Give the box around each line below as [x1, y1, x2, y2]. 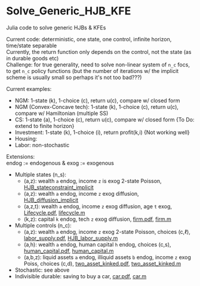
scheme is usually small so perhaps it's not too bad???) [6, 74, 142, 81]
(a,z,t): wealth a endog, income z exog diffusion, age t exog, [23, 202, 172, 210]
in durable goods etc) [6, 54, 59, 62]
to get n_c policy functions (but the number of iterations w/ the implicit [6, 67, 179, 74]
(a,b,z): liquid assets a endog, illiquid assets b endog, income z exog [23, 253, 191, 261]
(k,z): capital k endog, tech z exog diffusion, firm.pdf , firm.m [23, 215, 172, 223]
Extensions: [6, 153, 35, 160]
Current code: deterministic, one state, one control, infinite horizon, [6, 35, 172, 42]
